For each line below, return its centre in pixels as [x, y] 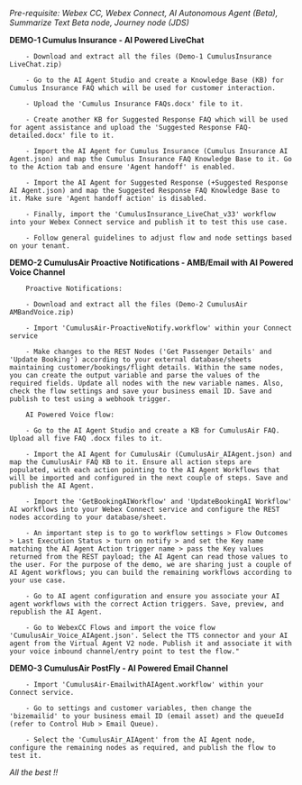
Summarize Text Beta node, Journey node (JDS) [99, 23]
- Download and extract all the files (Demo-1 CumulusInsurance [149, 57]
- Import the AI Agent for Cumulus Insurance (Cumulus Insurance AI [157, 151]
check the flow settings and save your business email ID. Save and [141, 391]
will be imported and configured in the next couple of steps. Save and [149, 478]
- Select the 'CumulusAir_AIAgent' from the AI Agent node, [141, 740]
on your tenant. [40, 246]
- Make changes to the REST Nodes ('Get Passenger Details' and [149, 351]
